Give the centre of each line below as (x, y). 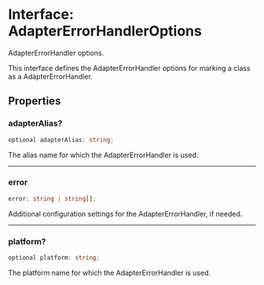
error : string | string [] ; (52, 199)
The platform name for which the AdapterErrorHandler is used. (110, 272)
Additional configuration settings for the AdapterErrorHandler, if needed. (125, 214)
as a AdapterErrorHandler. (50, 76)
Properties (35, 101)
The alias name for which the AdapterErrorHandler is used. (103, 155)
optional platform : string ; (54, 258)
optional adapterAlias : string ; (61, 140)
